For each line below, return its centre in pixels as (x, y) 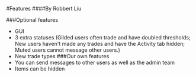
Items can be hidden (40, 69)
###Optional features (32, 20)
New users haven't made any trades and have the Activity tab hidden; (100, 44)
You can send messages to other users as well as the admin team (94, 62)
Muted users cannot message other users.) (67, 50)
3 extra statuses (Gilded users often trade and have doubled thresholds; (102, 37)
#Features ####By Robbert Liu (44, 9)
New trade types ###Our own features (62, 56)
